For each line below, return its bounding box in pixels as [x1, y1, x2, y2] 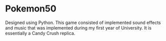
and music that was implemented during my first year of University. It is [5, 24, 152, 30]
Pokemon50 [5, 3, 56, 14]
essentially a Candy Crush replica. [5, 30, 76, 36]
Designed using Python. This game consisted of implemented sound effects [5, 19, 161, 25]
